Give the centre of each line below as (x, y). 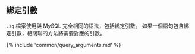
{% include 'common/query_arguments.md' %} (64, 45)
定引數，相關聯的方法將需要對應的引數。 (56, 33)
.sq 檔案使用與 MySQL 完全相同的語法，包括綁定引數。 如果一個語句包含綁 (97, 26)
